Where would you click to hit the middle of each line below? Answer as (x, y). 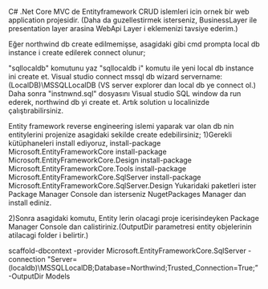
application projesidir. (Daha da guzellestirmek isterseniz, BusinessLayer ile (133, 20)
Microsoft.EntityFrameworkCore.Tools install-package (97, 169)
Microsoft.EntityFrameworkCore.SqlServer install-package (105, 177)
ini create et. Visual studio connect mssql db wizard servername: (116, 76)
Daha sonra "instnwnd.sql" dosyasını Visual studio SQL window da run (125, 94)
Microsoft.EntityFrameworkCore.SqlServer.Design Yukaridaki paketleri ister (132, 186)
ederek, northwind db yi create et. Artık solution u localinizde (109, 102)
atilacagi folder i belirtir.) (49, 235)
